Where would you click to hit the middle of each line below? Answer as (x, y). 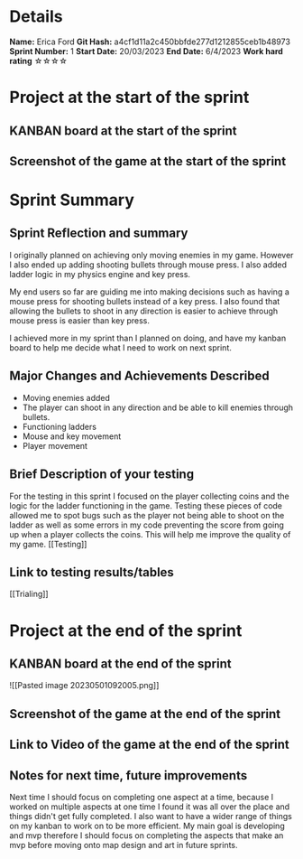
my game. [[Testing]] (48, 544)
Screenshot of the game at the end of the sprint (145, 714)
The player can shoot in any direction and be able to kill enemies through (158, 407)
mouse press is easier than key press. (80, 320)
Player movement (55, 445)
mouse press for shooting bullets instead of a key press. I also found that (145, 301)
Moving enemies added (66, 397)
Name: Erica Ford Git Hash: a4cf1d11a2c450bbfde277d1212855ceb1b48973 (150, 42)
